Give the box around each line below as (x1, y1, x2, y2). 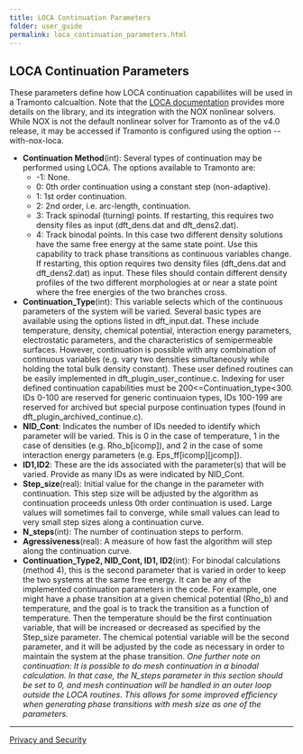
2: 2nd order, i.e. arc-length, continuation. (35, 200, 191, 212)
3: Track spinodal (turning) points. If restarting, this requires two (35, 210, 274, 221)
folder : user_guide (9, 22, 83, 31)
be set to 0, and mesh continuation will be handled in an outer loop (22, 680, 272, 691)
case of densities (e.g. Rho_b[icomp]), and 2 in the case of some (22, 440, 263, 451)
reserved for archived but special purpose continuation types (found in (22, 402, 286, 413)
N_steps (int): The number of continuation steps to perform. (22, 527, 243, 538)
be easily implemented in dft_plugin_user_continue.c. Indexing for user (22, 373, 286, 384)
